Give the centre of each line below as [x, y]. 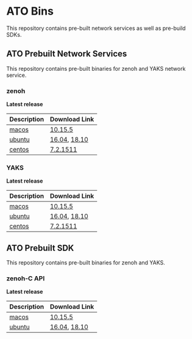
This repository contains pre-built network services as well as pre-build [96, 28]
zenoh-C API [26, 279]
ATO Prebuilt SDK [40, 248]
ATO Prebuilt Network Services [67, 54]
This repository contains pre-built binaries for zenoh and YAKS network [96, 68]
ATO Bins [30, 11]
